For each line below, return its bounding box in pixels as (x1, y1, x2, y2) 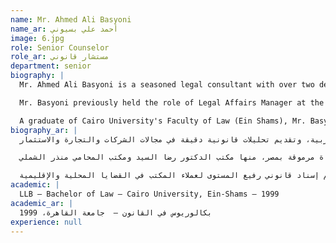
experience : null (10, 217, 83, 227)
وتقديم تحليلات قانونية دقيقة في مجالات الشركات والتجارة (63, 134, 302, 145)
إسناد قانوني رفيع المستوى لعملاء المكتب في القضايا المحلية (63, 171, 320, 181)
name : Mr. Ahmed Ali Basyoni (10, 14, 132, 25)
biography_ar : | (10, 125, 78, 135)
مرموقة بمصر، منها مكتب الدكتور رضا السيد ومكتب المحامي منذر (50, 152, 315, 163)
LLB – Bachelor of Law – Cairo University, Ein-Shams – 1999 (19, 189, 280, 199)
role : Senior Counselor (10, 42, 110, 53)
